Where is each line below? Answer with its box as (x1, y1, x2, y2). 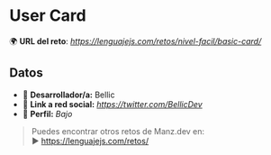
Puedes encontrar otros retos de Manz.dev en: (31, 125, 205, 136)
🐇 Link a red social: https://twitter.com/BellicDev (22, 98, 203, 109)
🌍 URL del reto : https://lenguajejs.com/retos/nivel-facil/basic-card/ (9, 35, 262, 46)
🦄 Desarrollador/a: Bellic (22, 89, 115, 100)
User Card (9, 5, 87, 26)
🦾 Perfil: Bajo (22, 108, 73, 119)
